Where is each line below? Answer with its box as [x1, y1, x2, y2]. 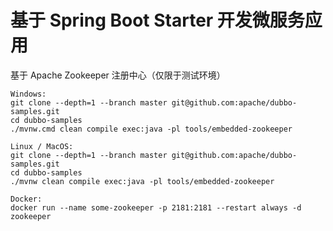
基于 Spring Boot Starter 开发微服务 [10, 9, 305, 32]
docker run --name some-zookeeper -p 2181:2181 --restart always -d [10, 202, 302, 213]
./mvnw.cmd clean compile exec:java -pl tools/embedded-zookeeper [10, 124, 293, 134]
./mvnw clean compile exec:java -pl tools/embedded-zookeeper [10, 176, 275, 186]
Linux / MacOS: [10, 141, 74, 151]
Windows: [10, 89, 47, 99]
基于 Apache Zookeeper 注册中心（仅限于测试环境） [10, 69, 226, 81]
